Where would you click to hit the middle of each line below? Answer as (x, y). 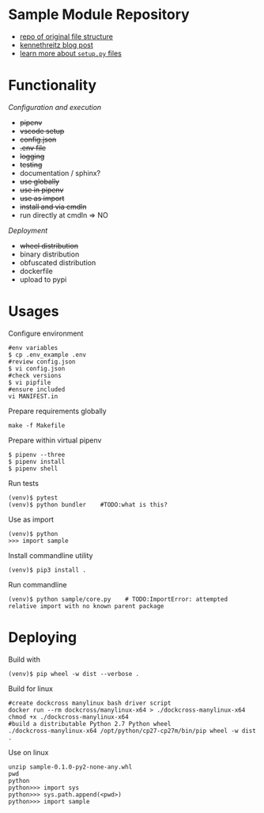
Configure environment (46, 333)
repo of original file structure (66, 36)
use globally (40, 181)
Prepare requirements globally (57, 411)
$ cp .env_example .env (47, 355)
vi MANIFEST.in (33, 396)
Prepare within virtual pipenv (55, 440)
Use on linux (28, 752)
